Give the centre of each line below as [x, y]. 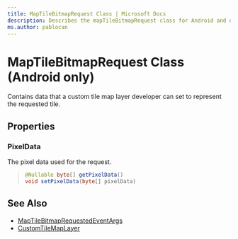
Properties [31, 126]
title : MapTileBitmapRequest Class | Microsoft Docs [87, 14]
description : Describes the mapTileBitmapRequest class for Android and [117, 21]
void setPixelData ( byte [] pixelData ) [80, 181]
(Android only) [51, 77]
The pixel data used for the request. [59, 162]
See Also [27, 203]
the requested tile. [34, 104]
